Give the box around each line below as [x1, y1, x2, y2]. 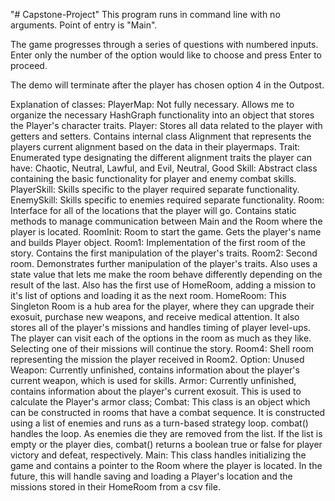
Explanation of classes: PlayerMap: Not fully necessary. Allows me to [10, 99, 295, 110]
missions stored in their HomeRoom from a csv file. [10, 481, 221, 493]
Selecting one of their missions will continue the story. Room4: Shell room [10, 343, 315, 354]
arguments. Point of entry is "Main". [10, 19, 158, 31]
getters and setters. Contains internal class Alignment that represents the [10, 130, 312, 142]
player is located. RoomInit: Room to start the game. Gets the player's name [10, 226, 322, 238]
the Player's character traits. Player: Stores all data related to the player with [10, 120, 323, 131]
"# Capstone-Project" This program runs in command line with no [10, 9, 281, 20]
